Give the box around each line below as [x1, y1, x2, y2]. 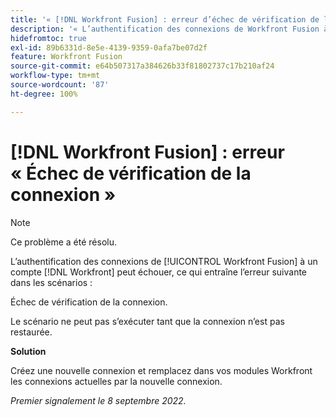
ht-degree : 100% [10, 89, 78, 99]
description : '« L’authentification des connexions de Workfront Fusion [10, 24, 320, 34]
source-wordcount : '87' [10, 80, 110, 90]
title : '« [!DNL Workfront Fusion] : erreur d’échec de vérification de [10, 14, 320, 25]
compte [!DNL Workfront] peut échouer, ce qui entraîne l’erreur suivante [10, 266, 308, 278]
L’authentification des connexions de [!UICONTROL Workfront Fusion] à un [10, 255, 318, 267]
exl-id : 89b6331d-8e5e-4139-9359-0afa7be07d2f [10, 42, 208, 53]
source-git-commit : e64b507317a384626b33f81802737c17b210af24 [10, 61, 275, 71]
